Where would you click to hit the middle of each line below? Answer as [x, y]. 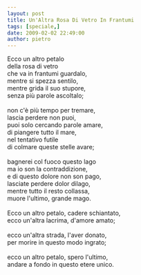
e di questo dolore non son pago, [54, 176]
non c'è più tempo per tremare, [51, 111]
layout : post [26, 13]
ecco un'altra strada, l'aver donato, [57, 235]
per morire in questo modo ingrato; [57, 243]
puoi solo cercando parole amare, [55, 125]
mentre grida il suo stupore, [47, 88]
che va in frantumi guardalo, [47, 74]
